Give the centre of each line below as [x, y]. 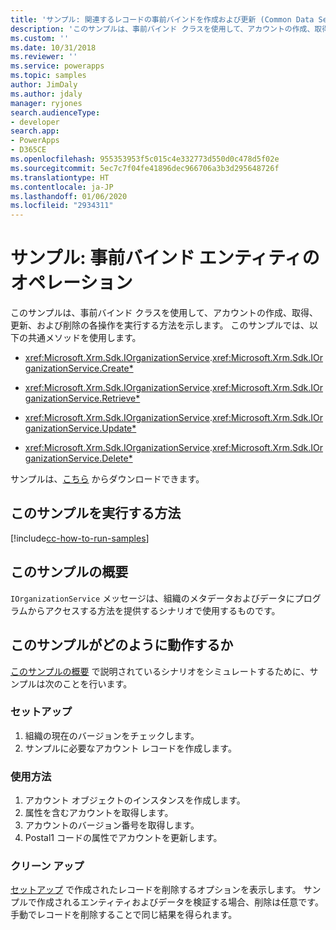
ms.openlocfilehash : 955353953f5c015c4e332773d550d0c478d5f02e [145, 159]
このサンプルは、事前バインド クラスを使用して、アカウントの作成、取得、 [164, 313]
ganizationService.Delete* [78, 458]
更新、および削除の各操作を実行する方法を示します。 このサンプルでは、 [160, 325]
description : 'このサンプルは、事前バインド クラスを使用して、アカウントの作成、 [162, 29]
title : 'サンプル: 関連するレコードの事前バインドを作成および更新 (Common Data [162, 19]
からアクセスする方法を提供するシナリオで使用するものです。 [154, 610]
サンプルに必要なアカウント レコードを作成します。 [130, 748]
